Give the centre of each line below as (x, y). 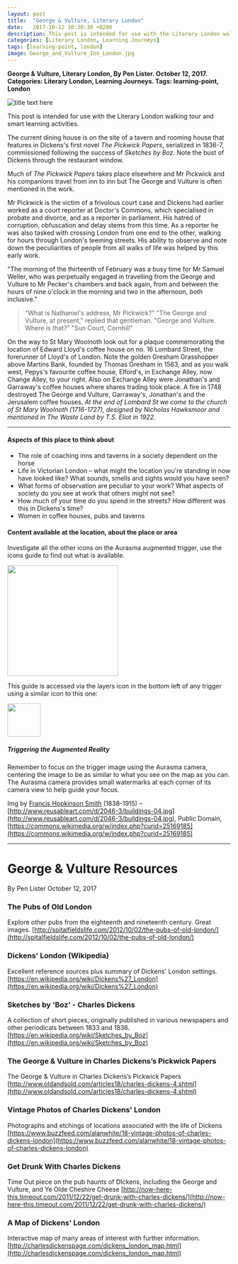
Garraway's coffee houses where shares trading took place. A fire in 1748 (114, 386)
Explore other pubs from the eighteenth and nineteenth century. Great (109, 922)
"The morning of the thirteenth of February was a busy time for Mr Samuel (116, 269)
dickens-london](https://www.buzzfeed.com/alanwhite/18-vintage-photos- (117, 1140)
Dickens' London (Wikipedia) (58, 956)
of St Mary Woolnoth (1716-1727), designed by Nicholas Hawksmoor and (114, 409)
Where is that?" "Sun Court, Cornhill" (79, 328)
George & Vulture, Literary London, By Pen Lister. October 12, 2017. (107, 73)
